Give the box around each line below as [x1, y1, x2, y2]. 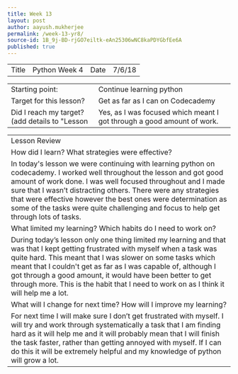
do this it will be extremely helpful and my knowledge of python [11, 346, 222, 356]
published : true [7, 43, 55, 50]
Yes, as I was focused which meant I [98, 108, 220, 117]
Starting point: [11, 84, 58, 94]
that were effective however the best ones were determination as [11, 194, 227, 204]
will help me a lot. [11, 288, 69, 297]
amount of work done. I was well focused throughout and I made [11, 176, 225, 186]
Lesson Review [11, 136, 62, 145]
